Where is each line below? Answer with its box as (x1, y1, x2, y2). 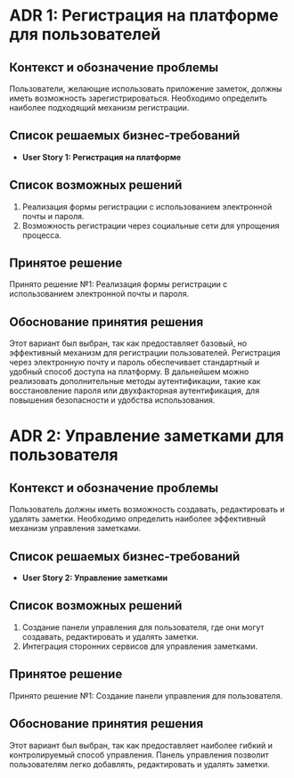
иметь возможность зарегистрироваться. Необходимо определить (9, 93, 267, 103)
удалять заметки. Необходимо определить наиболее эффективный (9, 513, 266, 524)
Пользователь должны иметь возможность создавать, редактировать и (9, 504, 285, 515)
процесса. (21, 229, 62, 241)
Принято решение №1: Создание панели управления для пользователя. (9, 690, 283, 700)
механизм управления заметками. (9, 523, 142, 534)
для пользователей (9, 24, 161, 45)
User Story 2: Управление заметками (21, 572, 167, 584)
